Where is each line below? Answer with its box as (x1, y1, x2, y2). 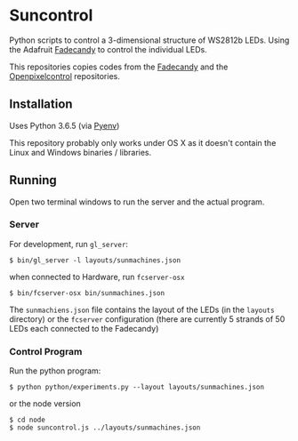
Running (9, 172, 58, 188)
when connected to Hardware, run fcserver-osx (9, 271, 185, 282)
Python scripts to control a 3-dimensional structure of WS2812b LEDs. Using (9, 35, 290, 45)
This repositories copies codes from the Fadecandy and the (9, 61, 229, 72)
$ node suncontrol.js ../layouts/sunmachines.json (9, 423, 201, 432)
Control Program (9, 345, 83, 357)
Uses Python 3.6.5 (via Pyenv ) (9, 120, 120, 131)
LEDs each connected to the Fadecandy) (9, 323, 159, 333)
